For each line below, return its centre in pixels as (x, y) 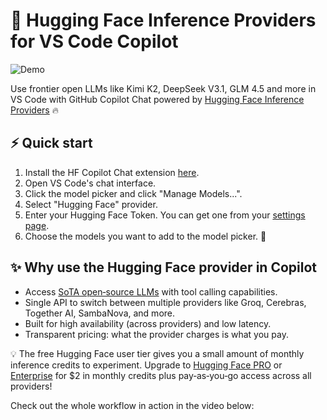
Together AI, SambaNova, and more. (100, 313)
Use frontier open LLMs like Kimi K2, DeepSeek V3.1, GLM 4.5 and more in (163, 88)
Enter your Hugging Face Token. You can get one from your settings (165, 215)
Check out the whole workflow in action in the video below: (132, 405)
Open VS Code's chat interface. (90, 183)
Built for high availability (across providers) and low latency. (148, 323)
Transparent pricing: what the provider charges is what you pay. (156, 334)
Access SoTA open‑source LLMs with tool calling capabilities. (151, 291)
